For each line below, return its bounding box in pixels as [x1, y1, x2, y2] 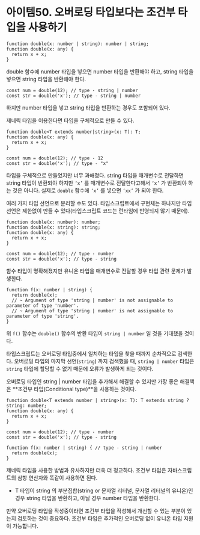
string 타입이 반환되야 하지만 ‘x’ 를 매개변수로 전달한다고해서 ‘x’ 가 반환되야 [6, 179, 187, 187]
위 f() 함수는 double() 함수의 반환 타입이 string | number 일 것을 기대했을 [6, 329, 183, 337]
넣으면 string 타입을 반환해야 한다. [6, 75, 86, 82]
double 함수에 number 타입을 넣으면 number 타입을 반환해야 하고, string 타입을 [6, 67, 194, 75]
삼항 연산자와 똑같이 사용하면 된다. [17, 474, 98, 481]
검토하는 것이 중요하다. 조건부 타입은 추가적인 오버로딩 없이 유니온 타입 [17, 515, 183, 522]
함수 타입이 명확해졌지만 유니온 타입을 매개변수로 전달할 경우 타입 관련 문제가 [6, 267, 186, 274]
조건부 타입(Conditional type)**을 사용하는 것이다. [17, 385, 137, 392]
